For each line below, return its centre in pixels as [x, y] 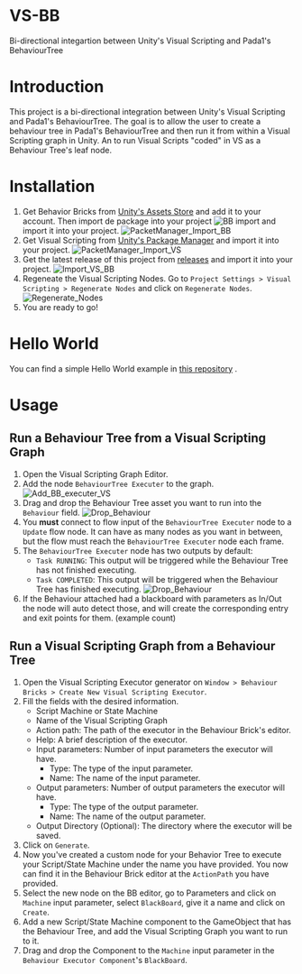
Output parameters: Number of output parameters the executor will [160, 787]
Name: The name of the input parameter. [125, 777]
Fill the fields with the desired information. [101, 701]
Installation [52, 187]
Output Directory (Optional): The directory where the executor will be [164, 825]
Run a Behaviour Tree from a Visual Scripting [138, 438]
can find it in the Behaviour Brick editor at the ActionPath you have [146, 873]
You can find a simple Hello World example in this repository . [124, 368]
